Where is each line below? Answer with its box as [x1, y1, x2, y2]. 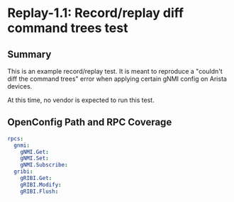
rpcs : [7, 135, 23, 142]
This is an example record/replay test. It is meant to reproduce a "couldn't [7, 67, 223, 75]
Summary [7, 48, 52, 60]
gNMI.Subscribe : [20, 162, 69, 169]
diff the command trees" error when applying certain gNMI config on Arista [7, 74, 227, 83]
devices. [7, 82, 33, 90]
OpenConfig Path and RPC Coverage [7, 116, 172, 128]
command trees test [7, 20, 128, 36]
